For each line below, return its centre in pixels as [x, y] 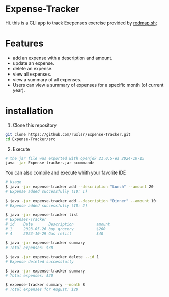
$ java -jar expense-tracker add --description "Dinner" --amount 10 [81, 201]
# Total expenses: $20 [29, 276]
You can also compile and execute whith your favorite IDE [66, 173]
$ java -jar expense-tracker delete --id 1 [52, 257]
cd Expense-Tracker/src [31, 139]
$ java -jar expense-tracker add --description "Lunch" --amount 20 [79, 187]
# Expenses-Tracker [26, 219]
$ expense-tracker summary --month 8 [45, 285]
